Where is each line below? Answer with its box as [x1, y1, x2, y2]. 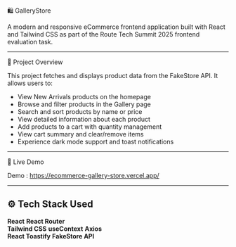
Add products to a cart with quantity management [17, 122, 162, 131]
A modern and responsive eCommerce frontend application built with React [7, 23, 226, 31]
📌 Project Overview [7, 58, 63, 66]
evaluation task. [7, 38, 53, 46]
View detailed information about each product [17, 115, 151, 123]
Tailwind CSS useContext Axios [7, 224, 103, 233]
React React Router [7, 217, 65, 225]
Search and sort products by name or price [17, 108, 143, 115]
